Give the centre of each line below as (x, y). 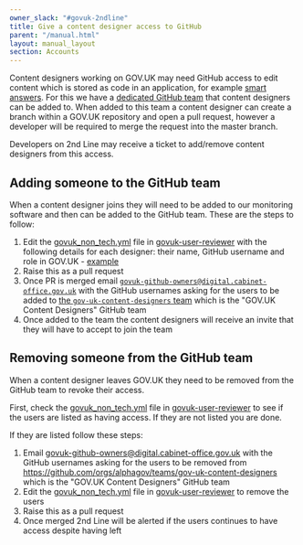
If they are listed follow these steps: (76, 434)
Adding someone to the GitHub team (115, 182)
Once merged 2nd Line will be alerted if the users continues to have (150, 520)
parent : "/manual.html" (55, 35)
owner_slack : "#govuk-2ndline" (69, 18)
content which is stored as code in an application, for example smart (138, 88)
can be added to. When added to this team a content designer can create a (151, 107)
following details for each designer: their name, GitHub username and (153, 251)
